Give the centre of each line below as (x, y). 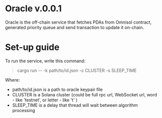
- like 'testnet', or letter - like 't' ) (45, 100)
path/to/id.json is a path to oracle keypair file (57, 89)
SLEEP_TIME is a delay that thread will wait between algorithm (75, 105)
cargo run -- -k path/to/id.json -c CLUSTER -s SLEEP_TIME (77, 70)
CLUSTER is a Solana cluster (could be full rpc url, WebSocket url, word (84, 94)
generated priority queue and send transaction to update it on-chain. (75, 27)
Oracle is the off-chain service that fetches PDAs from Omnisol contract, (78, 22)
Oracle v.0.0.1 (34, 9)
